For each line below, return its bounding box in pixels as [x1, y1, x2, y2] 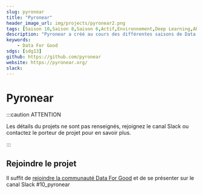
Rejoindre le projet [6, 158, 77, 169]
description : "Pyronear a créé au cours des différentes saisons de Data [6, 31, 196, 37]
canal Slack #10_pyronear [6, 181, 71, 188]
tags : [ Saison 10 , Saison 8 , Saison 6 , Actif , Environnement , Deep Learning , [6, 25, 193, 32]
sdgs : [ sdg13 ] [6, 48, 42, 54]
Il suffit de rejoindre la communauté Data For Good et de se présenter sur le [6, 175, 195, 182]
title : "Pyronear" [6, 15, 53, 21]
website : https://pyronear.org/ [6, 59, 88, 65]
